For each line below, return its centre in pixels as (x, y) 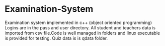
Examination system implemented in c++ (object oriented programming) (78, 23)
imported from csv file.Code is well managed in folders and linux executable (82, 33)
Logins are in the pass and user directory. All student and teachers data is (80, 27)
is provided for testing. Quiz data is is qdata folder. (56, 38)
